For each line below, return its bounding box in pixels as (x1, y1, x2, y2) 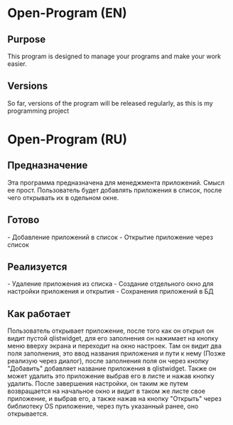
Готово (7, 214, 40, 226)
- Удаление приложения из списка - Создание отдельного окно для (7, 280, 214, 288)
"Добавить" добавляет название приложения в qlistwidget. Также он (7, 364, 217, 373)
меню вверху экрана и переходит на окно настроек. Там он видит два (7, 342, 222, 351)
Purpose (7, 33, 46, 45)
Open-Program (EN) (7, 5, 128, 21)
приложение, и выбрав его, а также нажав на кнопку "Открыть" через (7, 394, 222, 403)
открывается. (7, 409, 48, 418)
